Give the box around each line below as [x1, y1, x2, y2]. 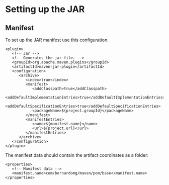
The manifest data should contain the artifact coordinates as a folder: [5, 152, 148, 158]
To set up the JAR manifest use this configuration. [5, 37, 109, 43]
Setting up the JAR [5, 4, 85, 15]
